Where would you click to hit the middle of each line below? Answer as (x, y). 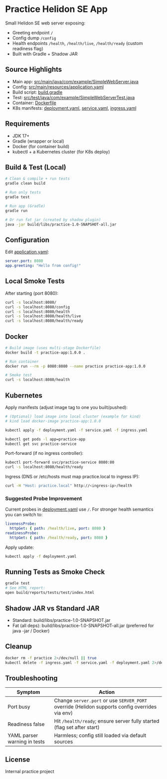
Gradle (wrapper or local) (38, 141)
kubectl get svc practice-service (41, 444)
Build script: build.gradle (37, 92)
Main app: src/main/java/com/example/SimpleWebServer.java (75, 81)
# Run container (22, 362)
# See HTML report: (25, 588)
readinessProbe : (22, 533)
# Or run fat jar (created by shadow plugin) (53, 220)
